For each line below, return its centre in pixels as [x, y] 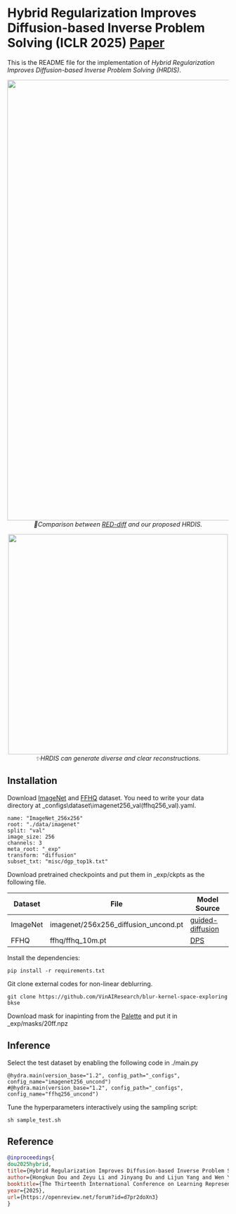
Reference [31, 1141]
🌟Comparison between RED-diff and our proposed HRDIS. [118, 524]
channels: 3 [25, 843]
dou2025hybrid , [29, 1165]
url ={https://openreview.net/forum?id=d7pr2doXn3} [83, 1197]
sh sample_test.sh [34, 1120]
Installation [32, 781]
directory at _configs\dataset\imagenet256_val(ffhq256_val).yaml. [102, 805]
